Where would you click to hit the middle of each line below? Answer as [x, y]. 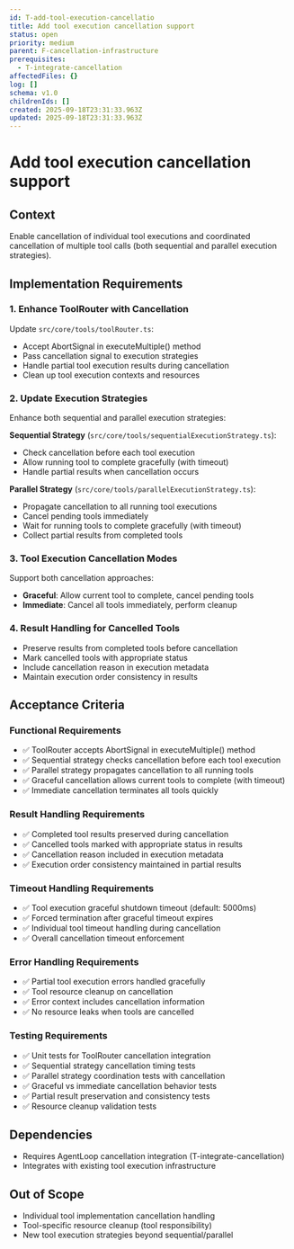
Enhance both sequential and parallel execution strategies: [118, 418]
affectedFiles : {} [44, 76]
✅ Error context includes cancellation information [113, 1002]
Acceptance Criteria [67, 705]
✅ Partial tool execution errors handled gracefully [114, 982]
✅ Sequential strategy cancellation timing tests [109, 1066]
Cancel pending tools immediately [85, 516]
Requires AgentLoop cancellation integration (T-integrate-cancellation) [153, 1156]
